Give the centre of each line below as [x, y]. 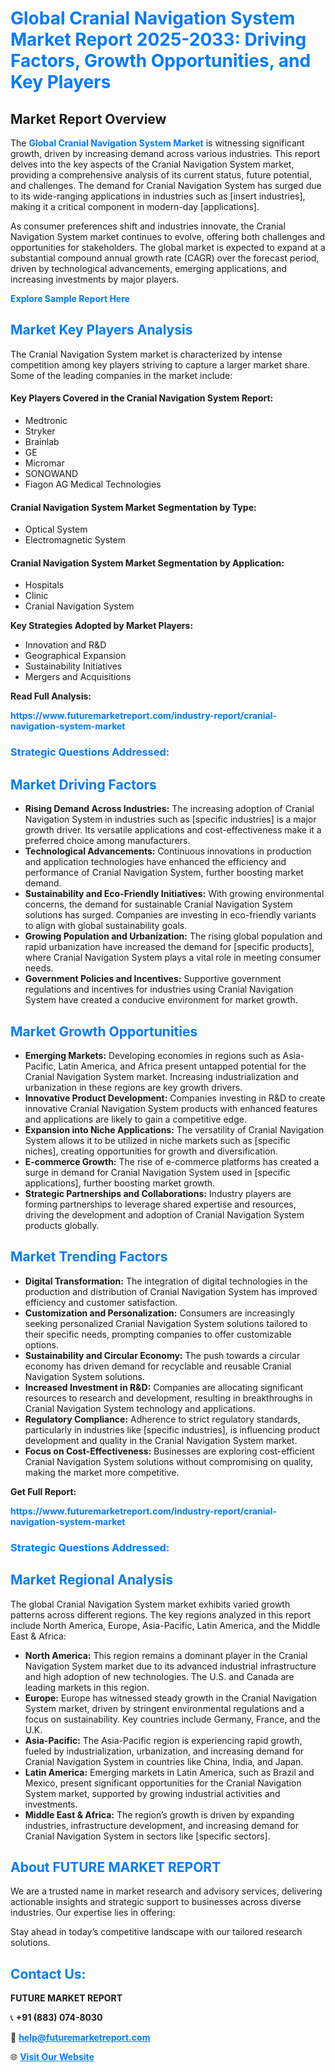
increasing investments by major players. [95, 279]
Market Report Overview [88, 118]
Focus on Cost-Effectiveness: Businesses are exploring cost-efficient [169, 1451]
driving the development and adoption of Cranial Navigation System [164, 1214]
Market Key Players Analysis [101, 330]
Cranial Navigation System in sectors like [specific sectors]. [147, 1836]
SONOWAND [51, 474]
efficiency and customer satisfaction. [101, 1302]
